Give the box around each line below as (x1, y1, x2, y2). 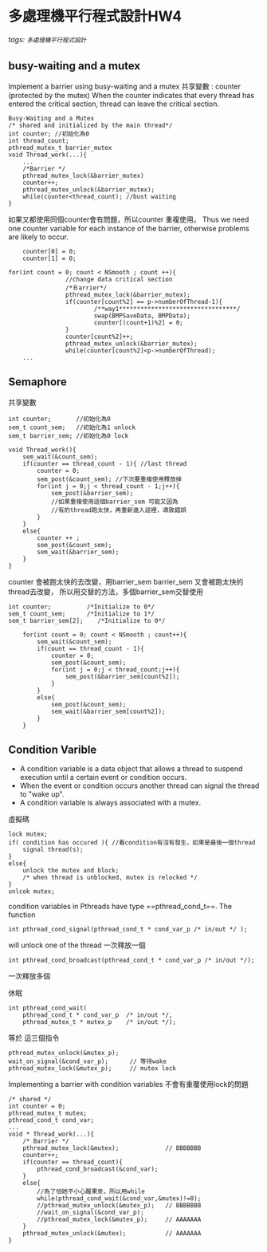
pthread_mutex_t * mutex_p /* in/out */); (22, 1018, 177, 1026)
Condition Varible (8, 743, 97, 757)
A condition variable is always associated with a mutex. (19, 798, 202, 808)
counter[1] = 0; (22, 254, 77, 262)
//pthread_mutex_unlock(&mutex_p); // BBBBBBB (37, 1202, 202, 1210)
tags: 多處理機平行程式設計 (8, 34, 86, 44)
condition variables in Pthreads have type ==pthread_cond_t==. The (8, 902, 233, 911)
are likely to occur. (8, 232, 69, 242)
